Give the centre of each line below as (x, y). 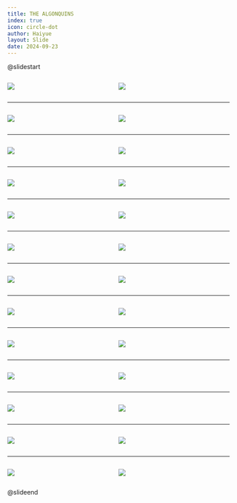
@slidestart (24, 67)
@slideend (23, 492)
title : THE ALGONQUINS (41, 14)
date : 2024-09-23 (33, 47)
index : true (25, 20)
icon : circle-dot (33, 27)
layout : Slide (28, 40)
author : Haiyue (30, 34)
